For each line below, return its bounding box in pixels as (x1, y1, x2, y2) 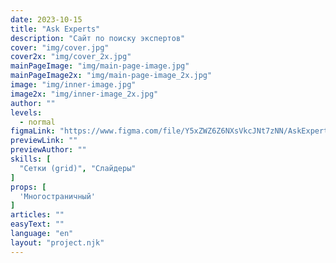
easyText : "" (10, 219, 65, 230)
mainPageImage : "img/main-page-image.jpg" (10, 61, 190, 71)
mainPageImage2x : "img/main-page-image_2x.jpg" (10, 71, 213, 81)
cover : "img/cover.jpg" (10, 42, 110, 53)
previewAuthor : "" (10, 145, 87, 155)
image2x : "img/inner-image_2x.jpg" (10, 89, 159, 99)
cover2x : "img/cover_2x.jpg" (10, 52, 132, 62)
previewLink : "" (10, 136, 78, 146)
